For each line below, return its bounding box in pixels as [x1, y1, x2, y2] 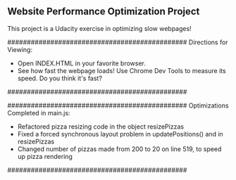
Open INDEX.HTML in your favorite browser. [17, 59, 147, 67]
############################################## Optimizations [7, 101, 229, 110]
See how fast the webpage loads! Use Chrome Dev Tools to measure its [17, 66, 227, 75]
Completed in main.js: [7, 108, 70, 117]
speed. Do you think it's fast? [17, 74, 102, 82]
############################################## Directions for [7, 38, 228, 46]
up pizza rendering [17, 152, 73, 160]
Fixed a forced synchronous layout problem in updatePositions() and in [17, 129, 223, 138]
